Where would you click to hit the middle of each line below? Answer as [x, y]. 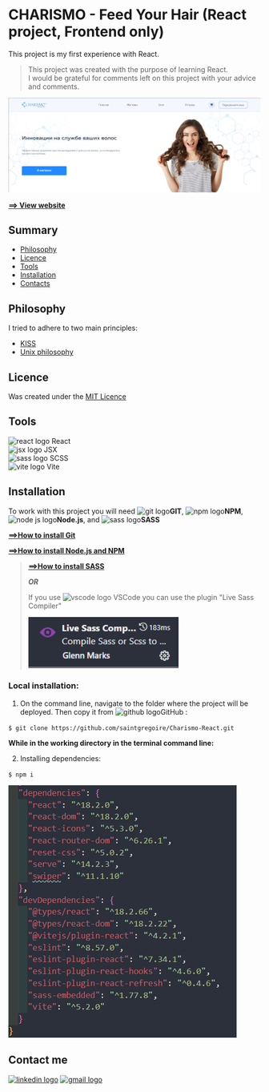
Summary [33, 230]
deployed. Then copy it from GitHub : [104, 711]
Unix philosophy [46, 352]
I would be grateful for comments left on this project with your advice [142, 78]
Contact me [38, 1060]
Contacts [35, 284]
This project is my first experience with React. [84, 54]
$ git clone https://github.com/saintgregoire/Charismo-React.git [121, 728]
